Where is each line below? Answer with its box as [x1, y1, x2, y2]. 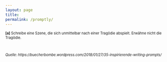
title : [5, 12, 19, 17]
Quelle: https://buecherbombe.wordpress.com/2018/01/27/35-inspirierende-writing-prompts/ [5, 52, 162, 57]
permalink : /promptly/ [5, 17, 53, 22]
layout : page [5, 7, 33, 13]
